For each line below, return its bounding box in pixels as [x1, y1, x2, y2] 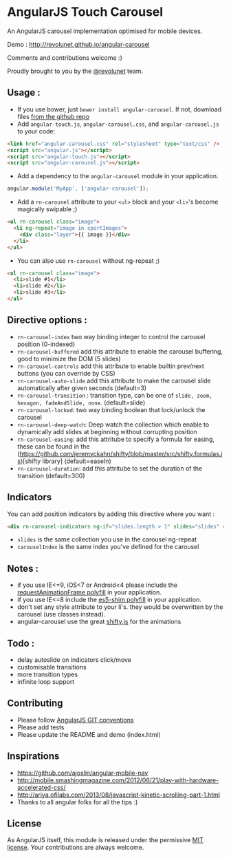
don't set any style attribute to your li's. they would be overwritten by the [16, 603, 223, 611]
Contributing [7, 698, 63, 709]
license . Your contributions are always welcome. [7, 844, 144, 852]
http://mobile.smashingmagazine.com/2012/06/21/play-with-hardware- [16, 775, 219, 784]
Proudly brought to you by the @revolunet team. [7, 67, 144, 75]
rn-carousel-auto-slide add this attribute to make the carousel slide [16, 376, 211, 385]
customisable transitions [16, 663, 87, 671]
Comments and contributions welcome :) [7, 53, 122, 62]
